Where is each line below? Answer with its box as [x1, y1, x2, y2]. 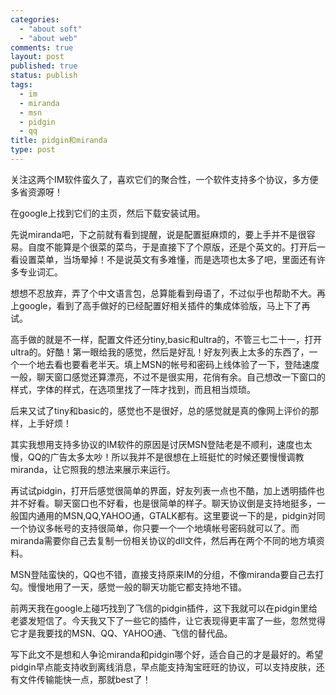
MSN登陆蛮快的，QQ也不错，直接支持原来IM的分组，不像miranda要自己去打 [10, 568, 325, 580]
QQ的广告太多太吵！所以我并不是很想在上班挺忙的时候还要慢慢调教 [27, 451, 305, 463]
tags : [10, 80, 33, 90]
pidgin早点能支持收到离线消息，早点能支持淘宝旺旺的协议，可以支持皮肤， [10, 661, 317, 673]
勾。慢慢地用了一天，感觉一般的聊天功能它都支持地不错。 [10, 581, 247, 593]
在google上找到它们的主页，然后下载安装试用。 [10, 207, 206, 219]
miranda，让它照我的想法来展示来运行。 [10, 463, 176, 475]
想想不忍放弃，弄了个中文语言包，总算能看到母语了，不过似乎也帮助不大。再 [10, 287, 326, 299]
